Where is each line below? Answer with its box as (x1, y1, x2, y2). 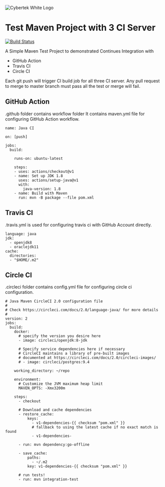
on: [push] (5, 134, 28, 139)
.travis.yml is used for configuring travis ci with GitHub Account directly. (5, 221, 152, 228)
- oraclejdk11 (9, 244, 39, 249)
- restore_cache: (18, 412, 55, 417)
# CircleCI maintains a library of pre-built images (18, 351, 130, 356)
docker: (14, 329, 30, 335)
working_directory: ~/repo (14, 368, 70, 373)
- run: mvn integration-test (18, 477, 79, 482)
